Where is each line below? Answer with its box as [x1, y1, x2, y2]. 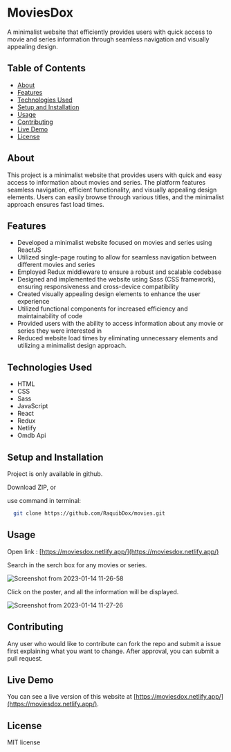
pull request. [7, 654, 43, 662]
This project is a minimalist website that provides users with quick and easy [7, 171, 223, 179]
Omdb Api [17, 431, 46, 440]
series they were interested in [17, 327, 102, 335]
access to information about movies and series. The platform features [7, 178, 206, 186]
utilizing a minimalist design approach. [17, 341, 127, 350]
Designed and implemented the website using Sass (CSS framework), [17, 275, 216, 284]
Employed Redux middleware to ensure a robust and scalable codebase [17, 268, 222, 276]
